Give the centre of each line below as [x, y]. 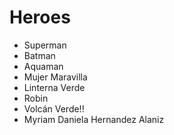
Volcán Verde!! [54, 108]
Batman [39, 55]
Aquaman [43, 66]
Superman [45, 45]
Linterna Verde [54, 87]
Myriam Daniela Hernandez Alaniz [94, 119]
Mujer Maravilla [55, 77]
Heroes [40, 17]
